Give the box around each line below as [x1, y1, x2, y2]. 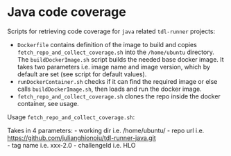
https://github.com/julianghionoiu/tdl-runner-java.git [7, 133, 156, 142]
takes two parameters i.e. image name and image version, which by [17, 62, 210, 71]
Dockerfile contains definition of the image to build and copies [17, 40, 198, 49]
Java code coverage [7, 4, 126, 20]
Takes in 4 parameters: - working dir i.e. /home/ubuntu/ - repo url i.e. [7, 126, 205, 135]
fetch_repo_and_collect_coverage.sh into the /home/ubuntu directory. [17, 48, 215, 56]
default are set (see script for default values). [17, 70, 147, 78]
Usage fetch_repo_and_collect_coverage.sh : [7, 112, 135, 121]
